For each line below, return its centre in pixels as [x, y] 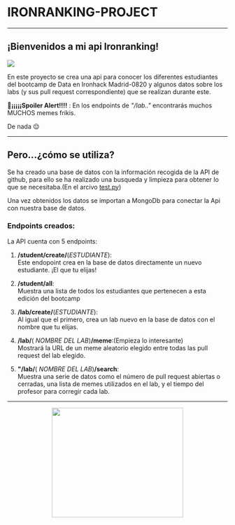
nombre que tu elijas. [48, 326]
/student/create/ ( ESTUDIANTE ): [64, 255]
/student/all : [36, 283]
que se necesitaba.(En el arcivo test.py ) [64, 187]
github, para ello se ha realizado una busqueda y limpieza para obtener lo [113, 179]
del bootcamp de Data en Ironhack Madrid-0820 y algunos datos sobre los [115, 84]
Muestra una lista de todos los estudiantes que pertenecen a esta [112, 291]
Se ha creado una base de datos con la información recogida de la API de [113, 172]
